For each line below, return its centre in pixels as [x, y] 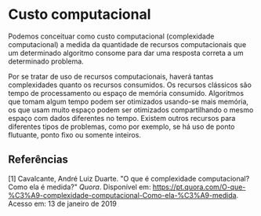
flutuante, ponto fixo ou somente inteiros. [74, 134]
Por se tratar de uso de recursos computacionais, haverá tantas [111, 76]
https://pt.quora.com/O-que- [199, 187]
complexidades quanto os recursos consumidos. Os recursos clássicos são [130, 85]
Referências [38, 160]
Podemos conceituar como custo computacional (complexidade [111, 36]
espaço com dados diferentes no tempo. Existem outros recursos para [122, 118]
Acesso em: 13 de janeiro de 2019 [63, 203]
